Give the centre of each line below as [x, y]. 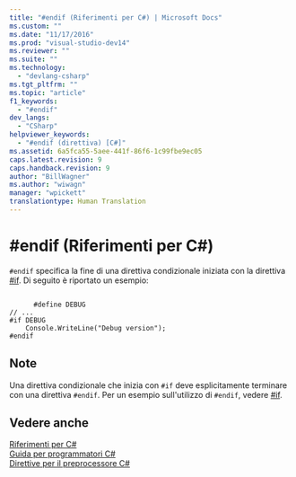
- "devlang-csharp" [54, 76]
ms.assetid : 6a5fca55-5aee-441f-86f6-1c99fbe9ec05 [106, 151]
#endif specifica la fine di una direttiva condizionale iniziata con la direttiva [148, 270]
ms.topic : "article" [48, 93]
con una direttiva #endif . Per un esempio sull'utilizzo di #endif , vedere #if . [146, 394]
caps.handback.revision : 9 [60, 168]
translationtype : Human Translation [78, 202]
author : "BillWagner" [50, 176]
